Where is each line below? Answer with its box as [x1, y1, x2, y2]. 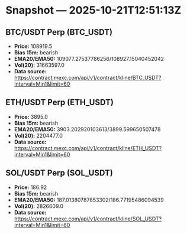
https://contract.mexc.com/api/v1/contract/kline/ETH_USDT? [14, 144, 162, 151]
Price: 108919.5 [14, 43, 53, 50]
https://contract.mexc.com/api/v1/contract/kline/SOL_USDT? [14, 215, 162, 222]
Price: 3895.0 [14, 113, 49, 120]
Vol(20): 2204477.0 [14, 132, 63, 139]
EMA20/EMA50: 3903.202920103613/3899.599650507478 [14, 125, 161, 133]
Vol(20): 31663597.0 [14, 61, 65, 69]
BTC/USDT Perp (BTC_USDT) [5, 27, 113, 37]
